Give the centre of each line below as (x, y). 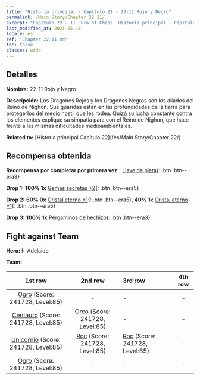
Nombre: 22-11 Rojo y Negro (41, 89)
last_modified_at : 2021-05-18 (44, 28)
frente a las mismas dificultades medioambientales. (69, 126)
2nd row (93, 281)
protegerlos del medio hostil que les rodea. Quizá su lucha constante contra (99, 113)
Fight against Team (43, 236)
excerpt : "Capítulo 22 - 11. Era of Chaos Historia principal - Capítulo (101, 23)
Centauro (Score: (36, 315)
